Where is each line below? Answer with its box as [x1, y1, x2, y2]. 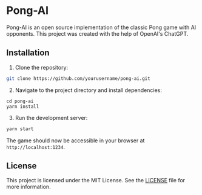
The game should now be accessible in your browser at [6, 137, 145, 144]
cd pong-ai [6, 98, 34, 104]
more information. [6, 183, 51, 191]
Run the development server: [15, 114, 88, 121]
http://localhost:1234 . [6, 143, 66, 150]
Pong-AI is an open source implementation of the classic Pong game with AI [6, 24, 197, 31]
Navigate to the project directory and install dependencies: [15, 86, 162, 94]
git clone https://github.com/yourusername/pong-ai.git [6, 75, 150, 82]
